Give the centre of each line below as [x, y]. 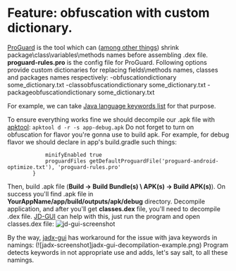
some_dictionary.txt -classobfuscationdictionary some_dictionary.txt [107, 84]
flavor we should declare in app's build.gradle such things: [92, 141]
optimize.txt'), [31, 167]
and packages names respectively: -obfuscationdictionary [92, 77]
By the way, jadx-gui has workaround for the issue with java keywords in [112, 237]
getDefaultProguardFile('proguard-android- [154, 161]
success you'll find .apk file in [50, 194]
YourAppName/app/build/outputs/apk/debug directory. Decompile [106, 201]
